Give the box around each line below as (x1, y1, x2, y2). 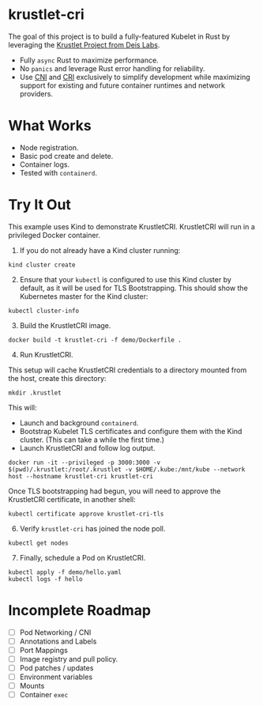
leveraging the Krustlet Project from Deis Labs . (8, 40, 160, 49)
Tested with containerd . (19, 168, 97, 177)
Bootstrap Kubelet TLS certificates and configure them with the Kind (19, 426, 242, 436)
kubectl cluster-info (8, 307, 80, 315)
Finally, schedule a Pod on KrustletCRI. (19, 553, 146, 562)
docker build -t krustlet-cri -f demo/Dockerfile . (8, 336, 182, 344)
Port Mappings (19, 645, 69, 655)
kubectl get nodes (8, 539, 69, 547)
